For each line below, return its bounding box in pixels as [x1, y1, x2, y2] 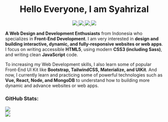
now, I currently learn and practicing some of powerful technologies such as [5, 71, 163, 78]
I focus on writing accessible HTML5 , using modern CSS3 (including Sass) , [5, 46, 162, 52]
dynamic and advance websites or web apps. [5, 82, 99, 88]
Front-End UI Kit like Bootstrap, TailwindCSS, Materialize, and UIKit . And [5, 66, 157, 72]
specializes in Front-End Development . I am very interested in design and [5, 35, 159, 41]
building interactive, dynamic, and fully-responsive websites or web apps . [5, 41, 163, 47]
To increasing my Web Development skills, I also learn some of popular [5, 61, 152, 67]
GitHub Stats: [5, 95, 39, 102]
